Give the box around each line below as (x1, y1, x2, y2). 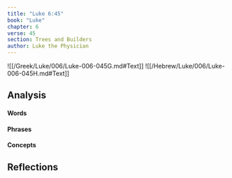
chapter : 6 (7, 23, 39, 30)
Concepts (7, 141, 36, 149)
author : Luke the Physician (7, 43, 89, 50)
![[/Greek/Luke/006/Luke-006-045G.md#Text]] (7, 62, 144, 70)
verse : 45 (7, 29, 36, 37)
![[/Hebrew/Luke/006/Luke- (145, 62, 225, 70)
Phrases (7, 125, 32, 133)
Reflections (7, 161, 59, 173)
